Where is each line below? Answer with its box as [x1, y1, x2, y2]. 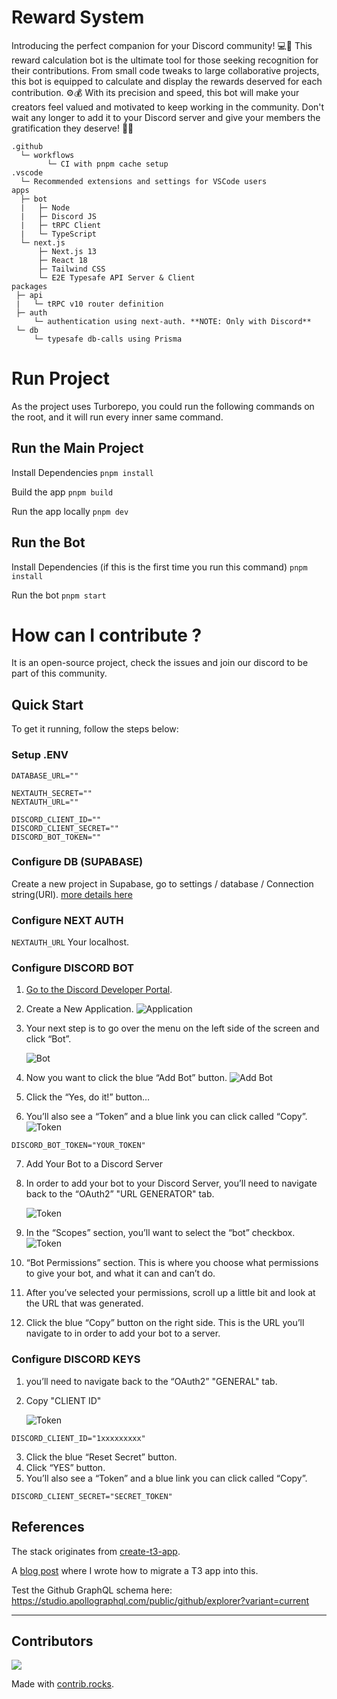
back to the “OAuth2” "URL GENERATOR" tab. [25, 1188, 215, 1200]
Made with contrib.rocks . [11, 1678, 115, 1690]
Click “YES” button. [25, 1461, 106, 1473]
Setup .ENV [11, 748, 69, 762]
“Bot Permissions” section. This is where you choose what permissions [25, 1257, 319, 1269]
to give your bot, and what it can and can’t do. [25, 1267, 216, 1280]
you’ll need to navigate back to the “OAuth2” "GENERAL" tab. [25, 1375, 278, 1387]
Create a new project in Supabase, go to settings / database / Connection [11, 877, 314, 890]
